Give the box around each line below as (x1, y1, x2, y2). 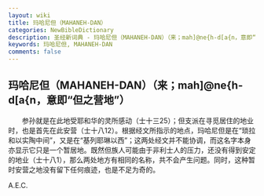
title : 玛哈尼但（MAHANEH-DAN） (8, 19, 108, 27)
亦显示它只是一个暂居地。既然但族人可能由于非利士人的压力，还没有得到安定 (8, 145, 256, 154)
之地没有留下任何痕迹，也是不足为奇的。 (28, 165, 159, 174)
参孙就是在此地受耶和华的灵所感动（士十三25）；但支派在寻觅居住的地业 (21, 115, 254, 125)
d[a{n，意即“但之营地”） (8, 93, 130, 107)
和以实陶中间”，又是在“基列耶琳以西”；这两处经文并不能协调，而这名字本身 (8, 135, 251, 145)
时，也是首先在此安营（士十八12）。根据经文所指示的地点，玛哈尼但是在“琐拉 (8, 125, 256, 135)
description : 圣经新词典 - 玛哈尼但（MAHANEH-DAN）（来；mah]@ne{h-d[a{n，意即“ (8, 33, 257, 42)
